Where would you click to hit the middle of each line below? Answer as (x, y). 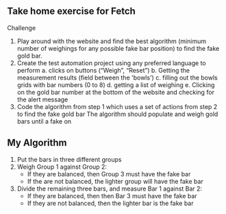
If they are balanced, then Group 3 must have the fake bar (109, 174)
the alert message (42, 99)
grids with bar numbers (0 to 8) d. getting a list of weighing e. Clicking (116, 84)
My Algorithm (37, 143)
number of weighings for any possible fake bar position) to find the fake (118, 48)
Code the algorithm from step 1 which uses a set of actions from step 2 (117, 106)
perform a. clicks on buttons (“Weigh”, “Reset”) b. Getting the (103, 70)
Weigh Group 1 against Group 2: (62, 167)
